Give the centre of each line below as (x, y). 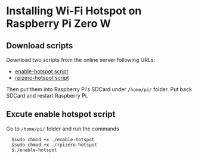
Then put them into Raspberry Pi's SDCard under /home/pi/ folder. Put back (99, 89)
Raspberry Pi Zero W (59, 24)
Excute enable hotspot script (61, 114)
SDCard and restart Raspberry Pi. (47, 96)
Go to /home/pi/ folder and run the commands (63, 129)
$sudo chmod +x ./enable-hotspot (53, 139)
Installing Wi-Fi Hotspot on (74, 11)
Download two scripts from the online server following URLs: (81, 60)
